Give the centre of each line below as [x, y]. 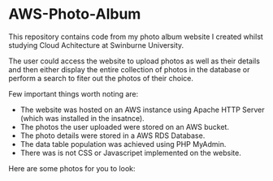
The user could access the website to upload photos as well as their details [134, 61]
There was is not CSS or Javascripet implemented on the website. [130, 153]
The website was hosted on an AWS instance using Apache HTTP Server [142, 110]
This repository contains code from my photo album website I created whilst [136, 37]
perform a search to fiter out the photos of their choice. [101, 78]
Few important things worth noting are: [74, 93]
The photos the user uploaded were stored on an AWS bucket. [125, 127]
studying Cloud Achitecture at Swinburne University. [96, 45]
